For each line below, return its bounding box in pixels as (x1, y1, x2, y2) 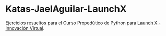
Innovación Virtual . (5, 25, 45, 31)
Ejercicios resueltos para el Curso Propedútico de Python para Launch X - (5, 20, 161, 26)
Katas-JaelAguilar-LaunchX (5, 3, 127, 15)
